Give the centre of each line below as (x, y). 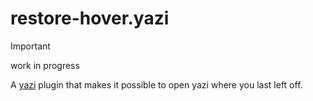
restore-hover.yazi (90, 18)
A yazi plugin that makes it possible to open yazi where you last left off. (156, 84)
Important (30, 46)
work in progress (45, 65)
